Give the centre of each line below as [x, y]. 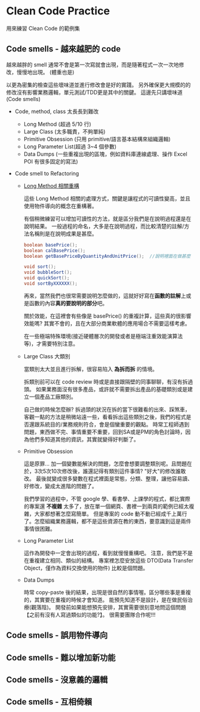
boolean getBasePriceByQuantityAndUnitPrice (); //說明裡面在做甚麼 [107, 256]
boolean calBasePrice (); [55, 250]
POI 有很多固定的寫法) [51, 161]
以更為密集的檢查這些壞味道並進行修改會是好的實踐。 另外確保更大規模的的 [99, 84]
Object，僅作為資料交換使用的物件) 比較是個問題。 [86, 568]
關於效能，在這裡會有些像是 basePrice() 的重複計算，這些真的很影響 [107, 316]
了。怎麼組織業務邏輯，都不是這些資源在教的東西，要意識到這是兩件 [107, 521]
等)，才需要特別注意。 [51, 343]
